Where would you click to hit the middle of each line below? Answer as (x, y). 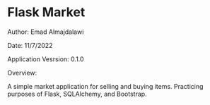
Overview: (22, 73)
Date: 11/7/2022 (30, 45)
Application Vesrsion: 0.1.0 (46, 59)
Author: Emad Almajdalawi (46, 32)
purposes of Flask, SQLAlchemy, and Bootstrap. (77, 94)
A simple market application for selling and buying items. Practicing (105, 86)
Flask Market (46, 12)
